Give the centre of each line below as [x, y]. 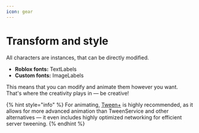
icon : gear [20, 12]
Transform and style [57, 41]
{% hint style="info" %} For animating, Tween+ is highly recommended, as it [99, 104]
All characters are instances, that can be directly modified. [78, 58]
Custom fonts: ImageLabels [49, 75]
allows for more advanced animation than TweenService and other [88, 111]
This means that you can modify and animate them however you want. [92, 87]
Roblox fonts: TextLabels [46, 69]
